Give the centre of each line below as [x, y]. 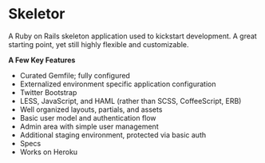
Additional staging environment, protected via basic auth [113, 135]
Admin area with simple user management [89, 126]
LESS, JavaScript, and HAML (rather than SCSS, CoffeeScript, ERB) [131, 101]
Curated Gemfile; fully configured [75, 75]
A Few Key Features [42, 60]
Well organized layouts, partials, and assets [91, 109]
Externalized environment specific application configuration [118, 84]
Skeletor [37, 14]
